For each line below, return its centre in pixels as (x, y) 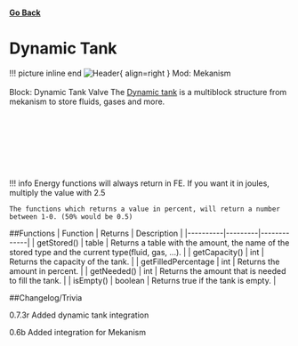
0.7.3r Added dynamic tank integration (79, 315)
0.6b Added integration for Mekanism (78, 332)
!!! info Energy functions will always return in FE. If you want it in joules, (139, 183)
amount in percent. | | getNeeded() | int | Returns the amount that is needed (148, 270)
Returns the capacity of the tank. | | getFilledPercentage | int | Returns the (145, 262)
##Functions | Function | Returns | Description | (96, 233)
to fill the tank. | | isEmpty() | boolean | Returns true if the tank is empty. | (143, 280)
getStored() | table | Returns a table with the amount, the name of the (163, 242)
